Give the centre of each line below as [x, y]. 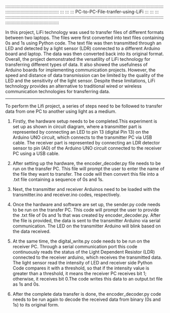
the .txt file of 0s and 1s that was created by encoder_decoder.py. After [87, 215]
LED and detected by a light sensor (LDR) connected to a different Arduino [83, 48]
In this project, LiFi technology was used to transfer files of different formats [84, 32]
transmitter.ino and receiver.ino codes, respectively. [67, 194]
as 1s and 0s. [26, 284]
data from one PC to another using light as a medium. [61, 111]
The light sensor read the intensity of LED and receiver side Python [82, 263]
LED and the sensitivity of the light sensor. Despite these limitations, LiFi [80, 81]
